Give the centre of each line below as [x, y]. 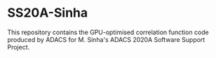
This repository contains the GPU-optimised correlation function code [108, 32]
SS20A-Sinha [48, 13]
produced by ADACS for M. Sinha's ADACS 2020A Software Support [106, 39]
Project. [19, 47]
